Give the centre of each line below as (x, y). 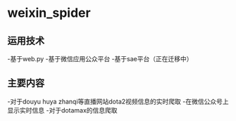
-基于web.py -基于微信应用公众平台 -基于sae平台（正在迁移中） (100, 59)
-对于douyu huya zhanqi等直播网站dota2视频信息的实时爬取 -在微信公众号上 (118, 101)
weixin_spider (49, 13)
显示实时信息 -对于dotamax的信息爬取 (62, 110)
